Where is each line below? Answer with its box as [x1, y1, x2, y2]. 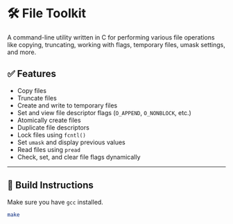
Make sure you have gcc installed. [7, 198, 104, 206]
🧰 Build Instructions [7, 180, 94, 191]
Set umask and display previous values [17, 138, 126, 146]
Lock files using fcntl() [17, 130, 87, 139]
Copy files [17, 86, 47, 94]
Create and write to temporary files [17, 101, 118, 110]
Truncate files [17, 94, 57, 102]
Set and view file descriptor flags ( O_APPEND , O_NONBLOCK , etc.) [17, 108, 192, 117]
